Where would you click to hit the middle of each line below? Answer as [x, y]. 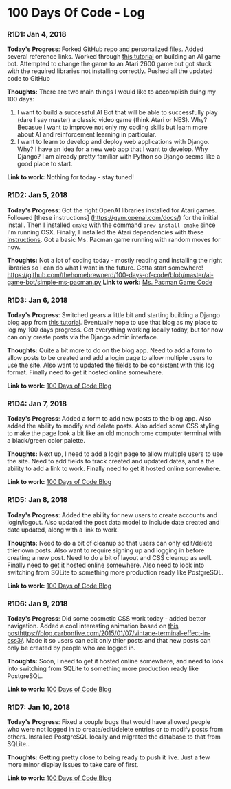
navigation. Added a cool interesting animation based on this [93, 626]
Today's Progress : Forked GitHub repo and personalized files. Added [106, 49]
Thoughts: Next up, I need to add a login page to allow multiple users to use [115, 454]
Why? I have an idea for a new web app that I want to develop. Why [112, 149]
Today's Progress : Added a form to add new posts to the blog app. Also [109, 419]
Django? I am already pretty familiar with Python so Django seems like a [119, 157]
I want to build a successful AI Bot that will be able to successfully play [117, 112]
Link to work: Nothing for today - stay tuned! [70, 177]
